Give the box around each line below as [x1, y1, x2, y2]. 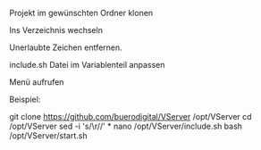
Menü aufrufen [9, 77, 64, 87]
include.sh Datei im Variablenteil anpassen [9, 60, 165, 70]
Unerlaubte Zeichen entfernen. [9, 42, 122, 53]
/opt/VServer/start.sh [9, 130, 88, 141]
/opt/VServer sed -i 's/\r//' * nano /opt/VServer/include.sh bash [9, 121, 243, 131]
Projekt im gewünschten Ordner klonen [9, 8, 154, 18]
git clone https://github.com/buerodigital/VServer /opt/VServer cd [9, 112, 252, 121]
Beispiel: [9, 94, 41, 104]
